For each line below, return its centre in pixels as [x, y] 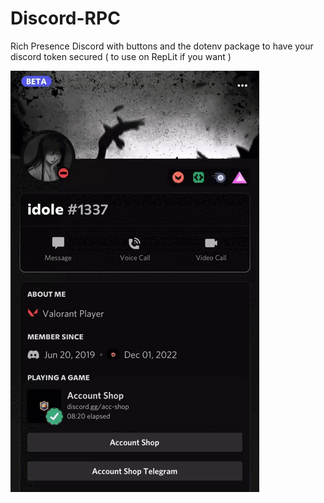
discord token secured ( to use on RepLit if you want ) [121, 56]
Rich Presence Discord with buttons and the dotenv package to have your [162, 46]
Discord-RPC [65, 18]
